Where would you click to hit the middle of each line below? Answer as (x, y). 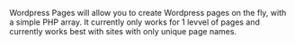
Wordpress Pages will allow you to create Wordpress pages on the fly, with (148, 13)
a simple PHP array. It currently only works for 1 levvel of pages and (135, 22)
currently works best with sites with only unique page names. (123, 31)
